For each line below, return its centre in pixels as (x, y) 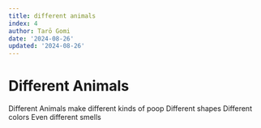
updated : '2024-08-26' (47, 46)
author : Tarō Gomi (39, 31)
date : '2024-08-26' (41, 38)
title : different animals (52, 16)
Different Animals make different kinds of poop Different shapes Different (130, 109)
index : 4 (23, 23)
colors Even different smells (55, 117)
